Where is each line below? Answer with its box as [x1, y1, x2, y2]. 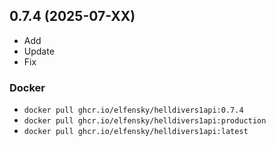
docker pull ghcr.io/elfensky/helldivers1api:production [23, 116, 267, 126]
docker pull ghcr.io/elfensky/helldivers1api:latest [23, 127, 249, 137]
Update [23, 45, 55, 57]
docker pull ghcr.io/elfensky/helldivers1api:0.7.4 [23, 105, 244, 116]
